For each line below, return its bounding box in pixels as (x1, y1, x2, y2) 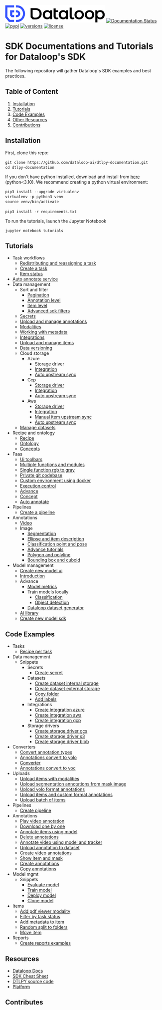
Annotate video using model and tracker (19, 839, 103, 845)
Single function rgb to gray (19, 467, 75, 473)
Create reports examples (19, 940, 71, 946)
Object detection (34, 599, 69, 606)
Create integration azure (34, 707, 85, 713)
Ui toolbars (19, 457, 43, 463)
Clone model (27, 898, 54, 904)
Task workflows (12, 255, 45, 261)
